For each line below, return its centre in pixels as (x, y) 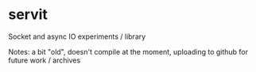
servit (28, 15)
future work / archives (45, 60)
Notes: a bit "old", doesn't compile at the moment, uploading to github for (128, 51)
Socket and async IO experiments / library (77, 36)
